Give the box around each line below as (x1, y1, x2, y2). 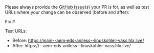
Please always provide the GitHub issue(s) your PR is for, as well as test (5, 4, 149, 10)
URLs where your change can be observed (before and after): (5, 9, 130, 15)
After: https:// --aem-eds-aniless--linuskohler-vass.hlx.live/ (12, 43, 131, 48)
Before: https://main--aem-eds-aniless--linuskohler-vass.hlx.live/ (12, 37, 144, 43)
